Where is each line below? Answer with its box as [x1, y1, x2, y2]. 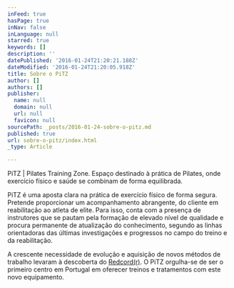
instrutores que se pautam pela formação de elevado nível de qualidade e [7, 214, 224, 222]
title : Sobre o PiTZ [7, 70, 69, 77]
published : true [7, 130, 56, 137]
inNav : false [7, 24, 46, 31]
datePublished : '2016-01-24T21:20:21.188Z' [7, 57, 139, 64]
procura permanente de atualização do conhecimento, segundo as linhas [7, 221, 223, 229]
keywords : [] [7, 44, 46, 51]
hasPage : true [7, 17, 50, 24]
